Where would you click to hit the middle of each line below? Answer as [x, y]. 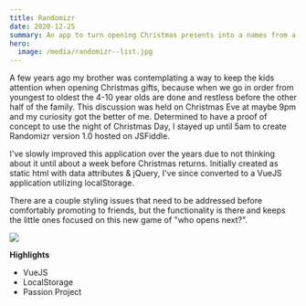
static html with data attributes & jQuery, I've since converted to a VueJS [146, 174]
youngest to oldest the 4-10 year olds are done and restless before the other [153, 98]
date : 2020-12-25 [42, 26]
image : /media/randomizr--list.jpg [85, 52]
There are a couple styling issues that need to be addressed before [136, 201]
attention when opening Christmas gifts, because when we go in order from [152, 88]
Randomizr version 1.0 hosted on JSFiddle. [90, 136]
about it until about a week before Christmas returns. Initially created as [144, 164]
